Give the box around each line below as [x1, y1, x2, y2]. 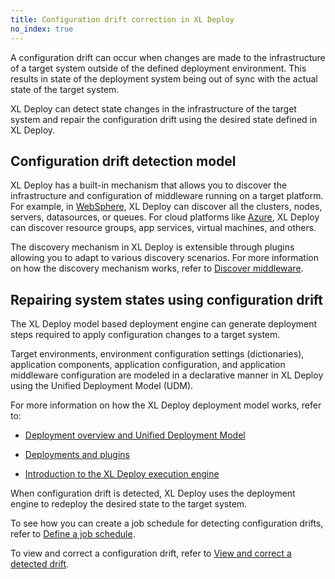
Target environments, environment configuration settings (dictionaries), [10, 348, 305, 360]
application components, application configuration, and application [10, 359, 286, 371]
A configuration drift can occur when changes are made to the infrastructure [10, 51, 326, 63]
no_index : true [10, 24, 74, 34]
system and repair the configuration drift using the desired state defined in [10, 113, 318, 125]
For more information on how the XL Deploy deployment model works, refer [10, 399, 322, 411]
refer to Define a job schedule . [10, 528, 136, 540]
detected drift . [10, 558, 70, 570]
